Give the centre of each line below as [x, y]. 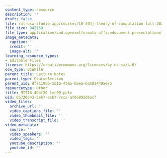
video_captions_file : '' [35, 111]
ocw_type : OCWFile [24, 70]
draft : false [19, 19]
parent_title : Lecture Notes [35, 74]
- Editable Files [23, 60]
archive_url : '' [26, 106]
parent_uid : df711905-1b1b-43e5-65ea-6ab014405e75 [59, 83]
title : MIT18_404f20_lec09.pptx [39, 93]
